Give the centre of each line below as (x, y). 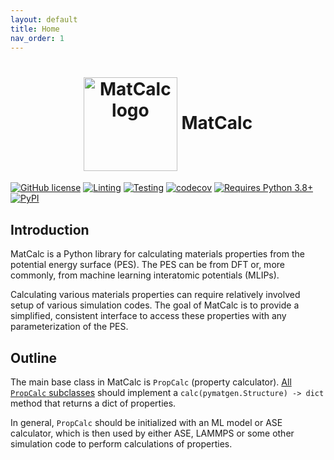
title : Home (35, 29)
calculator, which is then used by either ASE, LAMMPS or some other (152, 433)
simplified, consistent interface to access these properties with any (148, 316)
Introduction (50, 229)
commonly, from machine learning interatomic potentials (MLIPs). (145, 275)
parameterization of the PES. (69, 327)
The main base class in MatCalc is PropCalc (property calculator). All (151, 382)
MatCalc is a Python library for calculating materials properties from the (157, 254)
